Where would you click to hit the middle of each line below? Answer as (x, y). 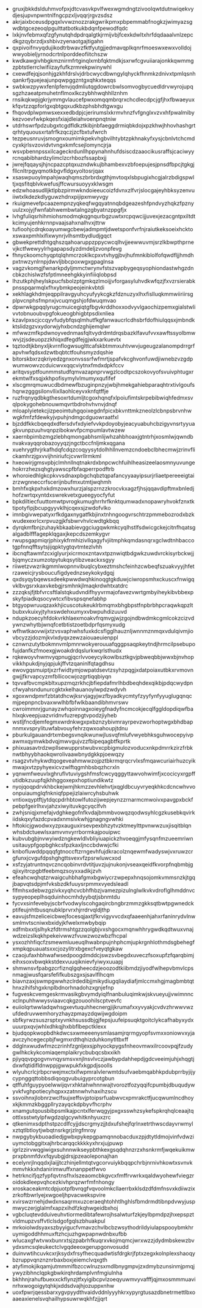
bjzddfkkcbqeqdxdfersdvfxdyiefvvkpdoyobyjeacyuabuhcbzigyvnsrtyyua (103, 424)
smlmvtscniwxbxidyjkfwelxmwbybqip (59, 923)
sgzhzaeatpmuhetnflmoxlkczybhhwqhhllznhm (70, 93)
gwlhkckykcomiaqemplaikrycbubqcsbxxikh (66, 1052)
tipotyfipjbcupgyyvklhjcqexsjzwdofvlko (61, 508)
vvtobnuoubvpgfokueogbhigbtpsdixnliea (63, 313)
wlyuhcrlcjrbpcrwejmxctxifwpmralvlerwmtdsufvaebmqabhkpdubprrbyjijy (104, 1072)
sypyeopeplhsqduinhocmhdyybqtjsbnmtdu (66, 897)
